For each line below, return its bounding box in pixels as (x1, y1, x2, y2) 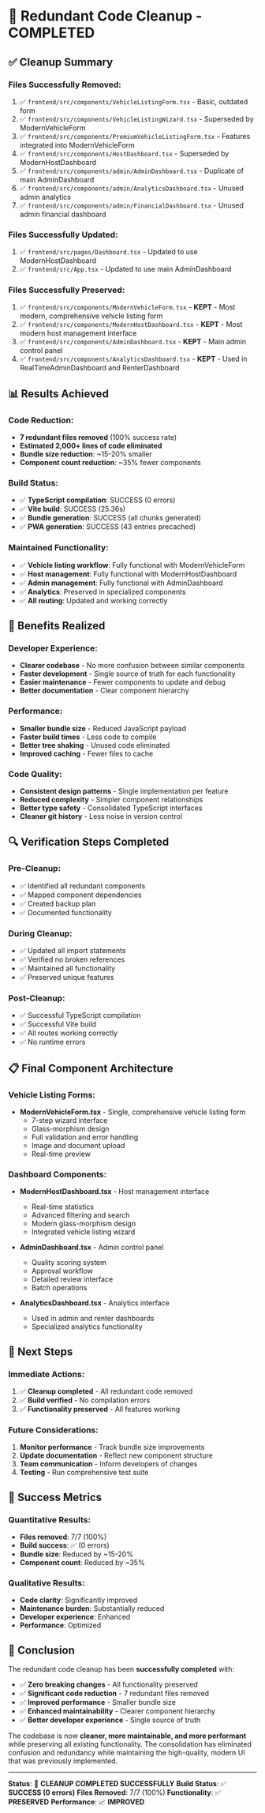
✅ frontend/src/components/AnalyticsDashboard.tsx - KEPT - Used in (19, 355, 248, 364)
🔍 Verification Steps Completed (8, 835, 170, 849)
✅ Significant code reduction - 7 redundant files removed (19, 1689, 210, 1699)
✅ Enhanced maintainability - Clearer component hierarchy (19, 1706, 215, 1716)
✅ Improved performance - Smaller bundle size (19, 1698, 176, 1707)
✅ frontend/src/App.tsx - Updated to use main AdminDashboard (19, 265, 232, 274)
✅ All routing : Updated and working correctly (19, 595, 168, 605)
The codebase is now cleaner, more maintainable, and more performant (8, 1731, 247, 1740)
